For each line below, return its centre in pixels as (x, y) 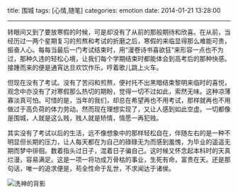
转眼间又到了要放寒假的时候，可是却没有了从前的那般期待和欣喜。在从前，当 (119, 32)
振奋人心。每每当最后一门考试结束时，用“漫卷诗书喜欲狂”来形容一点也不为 (116, 50)
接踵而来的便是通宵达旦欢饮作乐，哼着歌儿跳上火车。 (85, 67)
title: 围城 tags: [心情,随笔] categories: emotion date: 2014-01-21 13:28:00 (114, 10)
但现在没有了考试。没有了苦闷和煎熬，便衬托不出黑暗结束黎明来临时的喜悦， (119, 82)
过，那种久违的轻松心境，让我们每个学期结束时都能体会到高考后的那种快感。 (119, 58)
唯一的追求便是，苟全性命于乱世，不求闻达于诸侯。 (100, 168)
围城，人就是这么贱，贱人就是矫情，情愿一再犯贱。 (88, 118)
